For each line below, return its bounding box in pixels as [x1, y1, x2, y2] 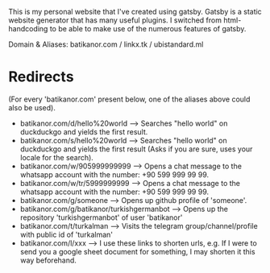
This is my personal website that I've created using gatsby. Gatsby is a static [8, 7, 262, 16]
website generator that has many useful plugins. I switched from [8, 15, 222, 25]
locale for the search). [19, 152, 94, 162]
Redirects [8, 68, 74, 86]
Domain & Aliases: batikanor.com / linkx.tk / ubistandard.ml [8, 39, 204, 49]
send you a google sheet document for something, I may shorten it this [19, 246, 255, 256]
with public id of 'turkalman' [19, 230, 114, 239]
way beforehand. [19, 255, 77, 265]
